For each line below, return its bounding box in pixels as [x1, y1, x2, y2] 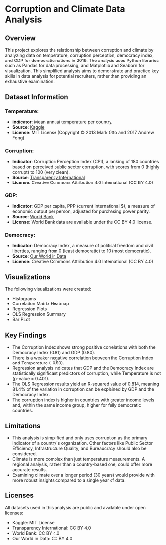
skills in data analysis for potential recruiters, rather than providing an [5, 73, 147, 79]
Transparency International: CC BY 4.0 [12, 525, 91, 531]
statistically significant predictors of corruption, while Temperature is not [12, 370, 161, 376]
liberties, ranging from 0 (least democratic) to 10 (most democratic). [12, 248, 151, 254]
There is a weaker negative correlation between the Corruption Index [12, 355, 154, 361]
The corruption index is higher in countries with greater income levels [12, 397, 155, 403]
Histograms [12, 296, 36, 302]
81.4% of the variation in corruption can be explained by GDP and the [12, 386, 155, 392]
